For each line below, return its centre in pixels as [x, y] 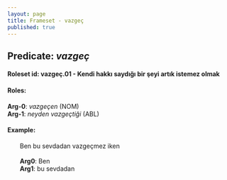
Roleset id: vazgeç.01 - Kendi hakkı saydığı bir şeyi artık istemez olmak [113, 74]
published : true [31, 27]
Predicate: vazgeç [49, 56]
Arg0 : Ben [35, 161]
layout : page [27, 14]
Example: [22, 130]
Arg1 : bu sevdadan [48, 169]
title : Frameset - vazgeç [45, 21]
